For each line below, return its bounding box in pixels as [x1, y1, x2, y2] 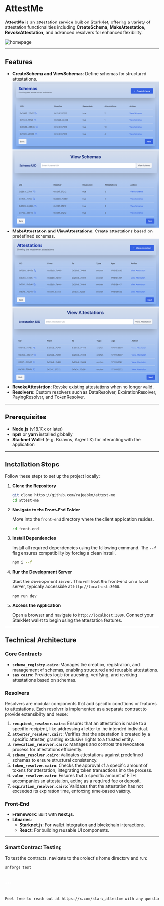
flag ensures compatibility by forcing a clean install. [12, 550, 116, 556]
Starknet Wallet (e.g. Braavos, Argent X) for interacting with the [12, 436, 141, 442]
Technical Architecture [5, 636, 77, 644]
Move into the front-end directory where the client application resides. [12, 516, 154, 522]
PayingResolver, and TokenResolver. [12, 394, 85, 400]
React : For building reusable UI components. [19, 827, 110, 833]
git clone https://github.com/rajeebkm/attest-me [12, 493, 116, 498]
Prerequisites [5, 413, 47, 421]
